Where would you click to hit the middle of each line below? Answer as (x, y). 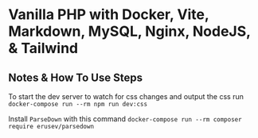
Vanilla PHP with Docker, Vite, (109, 15)
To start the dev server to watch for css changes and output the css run (126, 96)
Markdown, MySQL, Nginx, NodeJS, (129, 31)
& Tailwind (43, 48)
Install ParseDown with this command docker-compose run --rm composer (125, 119)
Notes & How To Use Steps (76, 77)
